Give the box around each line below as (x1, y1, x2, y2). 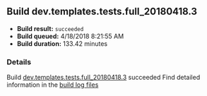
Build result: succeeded (16, 24, 84, 32)
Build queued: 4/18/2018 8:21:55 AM (16, 32, 124, 40)
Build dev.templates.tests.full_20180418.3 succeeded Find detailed (6, 73, 201, 82)
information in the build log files (6, 80, 99, 89)
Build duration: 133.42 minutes (16, 39, 107, 48)
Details (6, 56, 32, 66)
